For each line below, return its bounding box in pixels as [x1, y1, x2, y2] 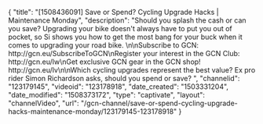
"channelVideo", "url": [8, 98, 80, 108]
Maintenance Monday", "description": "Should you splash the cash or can [8, 16, 247, 25]
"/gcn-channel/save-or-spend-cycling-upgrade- [81, 98, 238, 108]
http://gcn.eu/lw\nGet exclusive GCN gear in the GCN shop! [8, 57, 202, 66]
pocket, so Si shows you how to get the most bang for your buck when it [8, 32, 243, 41]
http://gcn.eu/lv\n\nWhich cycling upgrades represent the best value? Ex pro [8, 66, 256, 74]
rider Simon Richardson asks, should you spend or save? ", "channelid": [8, 74, 240, 83]
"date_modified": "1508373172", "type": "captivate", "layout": [8, 90, 206, 99]
